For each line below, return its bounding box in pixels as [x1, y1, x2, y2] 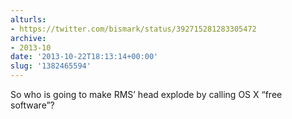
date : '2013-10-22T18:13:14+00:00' [10, 52, 159, 62]
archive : [10, 33, 47, 43]
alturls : [10, 14, 47, 25]
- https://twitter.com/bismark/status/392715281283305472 [10, 24, 257, 34]
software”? [10, 99, 55, 111]
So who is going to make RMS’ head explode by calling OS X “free [10, 89, 283, 100]
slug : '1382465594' [10, 61, 92, 71]
